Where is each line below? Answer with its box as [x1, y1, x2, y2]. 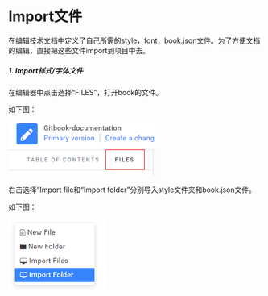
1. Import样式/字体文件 [8, 65, 84, 75]
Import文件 [8, 7, 83, 26]
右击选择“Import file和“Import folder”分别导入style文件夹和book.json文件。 [8, 185, 256, 194]
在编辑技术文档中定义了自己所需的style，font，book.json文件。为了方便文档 [8, 35, 261, 45]
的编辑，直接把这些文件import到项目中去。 [8, 45, 150, 55]
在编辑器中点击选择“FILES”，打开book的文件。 [8, 87, 163, 97]
